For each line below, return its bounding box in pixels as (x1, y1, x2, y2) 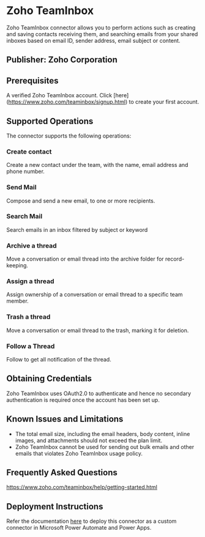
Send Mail (6, 183, 37, 191)
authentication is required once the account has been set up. (6, 396, 160, 404)
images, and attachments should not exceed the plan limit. (15, 437, 163, 444)
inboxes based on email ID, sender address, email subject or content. (6, 37, 181, 44)
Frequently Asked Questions (6, 467, 118, 478)
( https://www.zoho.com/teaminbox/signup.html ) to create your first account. (6, 98, 199, 106)
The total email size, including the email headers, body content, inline (15, 430, 190, 437)
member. (6, 297, 29, 305)
